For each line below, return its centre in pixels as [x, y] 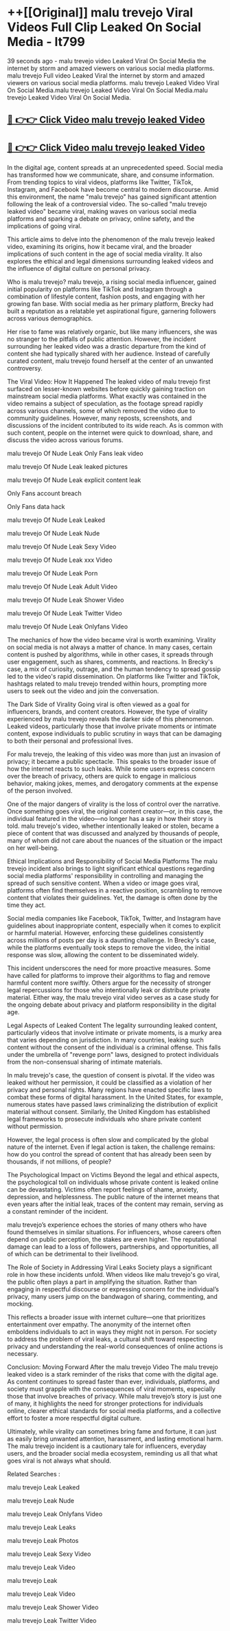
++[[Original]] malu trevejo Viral [100, 13]
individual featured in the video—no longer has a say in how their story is [110, 819]
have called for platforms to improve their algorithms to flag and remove [109, 976]
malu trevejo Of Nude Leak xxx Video [60, 560]
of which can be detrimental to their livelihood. [73, 1254]
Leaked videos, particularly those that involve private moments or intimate [112, 726]
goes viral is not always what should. [59, 1461]
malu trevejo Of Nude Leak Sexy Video [62, 547]
